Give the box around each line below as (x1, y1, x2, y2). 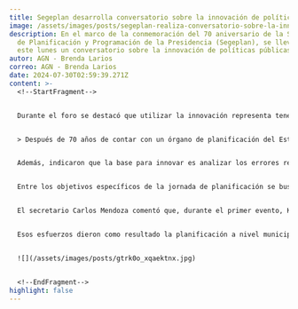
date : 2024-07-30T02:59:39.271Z (9, 71, 129, 80)
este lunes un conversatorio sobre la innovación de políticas (17, 46, 255, 55)
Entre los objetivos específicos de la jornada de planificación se (17, 183, 276, 192)
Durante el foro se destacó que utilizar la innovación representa (17, 111, 272, 120)
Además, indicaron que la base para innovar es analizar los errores (17, 159, 279, 168)
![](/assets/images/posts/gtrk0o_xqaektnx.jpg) (17, 254, 197, 263)
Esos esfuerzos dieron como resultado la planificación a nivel (17, 230, 260, 239)
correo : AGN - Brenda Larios (9, 63, 117, 72)
